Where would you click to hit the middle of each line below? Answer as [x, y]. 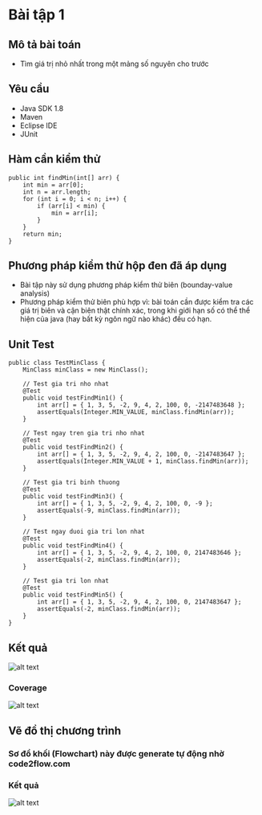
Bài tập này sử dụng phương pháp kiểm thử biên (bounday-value [126, 285]
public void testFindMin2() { [73, 448]
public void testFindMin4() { [73, 546]
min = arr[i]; [75, 213]
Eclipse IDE [38, 125]
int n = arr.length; [57, 192]
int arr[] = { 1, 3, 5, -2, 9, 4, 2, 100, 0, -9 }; [125, 504]
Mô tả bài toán [45, 45]
